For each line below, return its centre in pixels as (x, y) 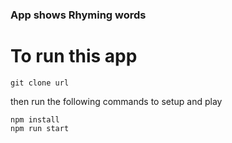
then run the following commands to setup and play (116, 101)
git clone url (40, 83)
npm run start (40, 128)
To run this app (74, 56)
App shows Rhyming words (78, 15)
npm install (35, 119)
